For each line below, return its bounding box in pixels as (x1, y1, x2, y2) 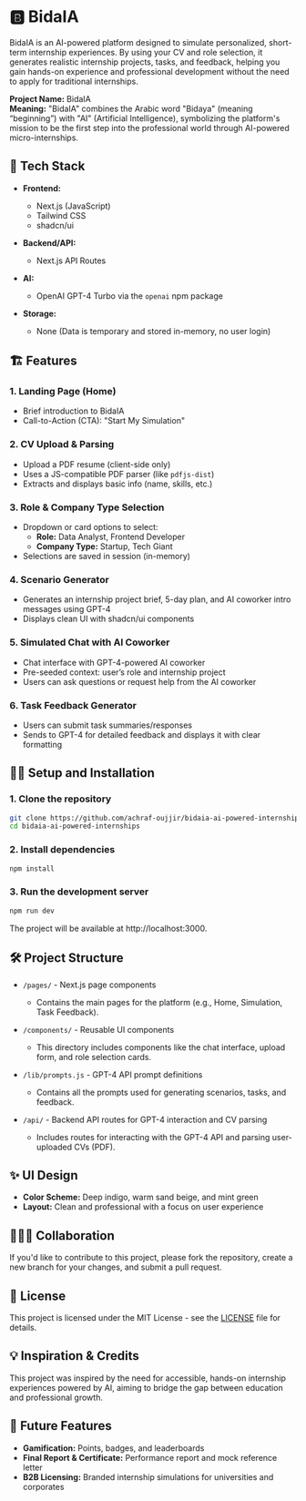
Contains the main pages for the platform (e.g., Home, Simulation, (36, 996, 283, 1007)
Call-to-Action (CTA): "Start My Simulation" (22, 415, 185, 426)
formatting (22, 739, 62, 750)
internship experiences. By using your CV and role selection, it (28, 46, 263, 57)
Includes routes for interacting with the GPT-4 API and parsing (36, 1131, 270, 1142)
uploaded (36, 1141, 73, 1152)
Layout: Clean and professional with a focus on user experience (22, 1201, 264, 1212)
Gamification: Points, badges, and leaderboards (22, 1442, 205, 1454)
